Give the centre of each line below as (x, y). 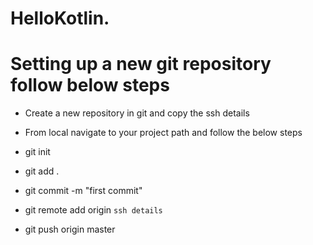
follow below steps (90, 85)
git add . (42, 171)
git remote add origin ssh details (93, 210)
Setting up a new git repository (141, 64)
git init (37, 152)
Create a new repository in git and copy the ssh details (137, 113)
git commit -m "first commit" (83, 191)
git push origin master (70, 229)
